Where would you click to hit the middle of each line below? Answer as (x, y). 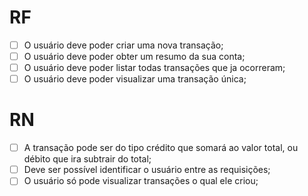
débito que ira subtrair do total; (87, 159)
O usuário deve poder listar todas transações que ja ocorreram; (154, 68)
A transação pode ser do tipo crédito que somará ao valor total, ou (161, 148)
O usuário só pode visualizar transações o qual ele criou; (141, 181)
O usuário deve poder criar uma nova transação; (123, 45)
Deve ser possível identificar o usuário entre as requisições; (147, 170)
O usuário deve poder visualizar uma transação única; (135, 79)
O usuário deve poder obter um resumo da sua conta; (134, 56)
